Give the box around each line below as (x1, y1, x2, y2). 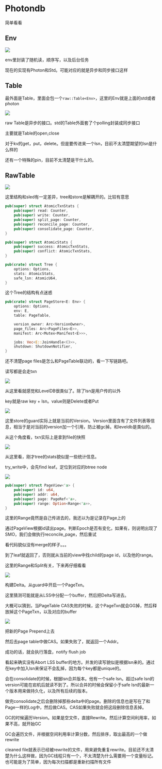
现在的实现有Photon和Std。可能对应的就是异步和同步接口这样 (5, 67, 128, 73)
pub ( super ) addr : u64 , (14, 492, 60, 497)
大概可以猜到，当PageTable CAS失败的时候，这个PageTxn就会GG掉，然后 (5, 603, 153, 609)
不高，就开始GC (9, 721, 41, 727)
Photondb (5, 3, 46, 14)
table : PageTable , (14, 313, 51, 318)
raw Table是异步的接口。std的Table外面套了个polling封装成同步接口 (5, 120, 140, 126)
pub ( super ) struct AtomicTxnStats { (5, 204, 79, 209)
